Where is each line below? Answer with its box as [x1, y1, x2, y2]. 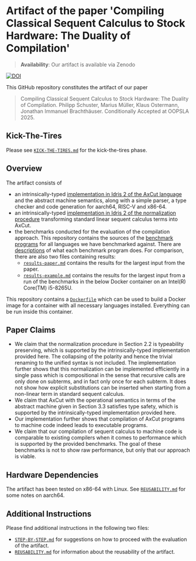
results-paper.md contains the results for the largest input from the [23, 259, 185, 266]
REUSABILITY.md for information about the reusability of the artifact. [14, 548, 176, 555]
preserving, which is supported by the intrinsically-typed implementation [14, 347, 190, 354]
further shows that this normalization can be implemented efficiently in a [14, 365, 190, 372]
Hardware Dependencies [6, 470, 99, 480]
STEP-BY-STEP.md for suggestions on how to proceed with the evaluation [14, 536, 187, 543]
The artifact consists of [6, 179, 63, 186]
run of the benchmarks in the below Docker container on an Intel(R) [23, 278, 186, 285]
